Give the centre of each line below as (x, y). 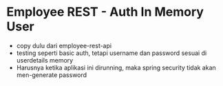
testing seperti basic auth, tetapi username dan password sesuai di (111, 53)
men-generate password (52, 75)
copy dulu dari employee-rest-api (64, 45)
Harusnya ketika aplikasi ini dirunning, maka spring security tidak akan (116, 67)
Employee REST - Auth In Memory (105, 12)
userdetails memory (45, 60)
